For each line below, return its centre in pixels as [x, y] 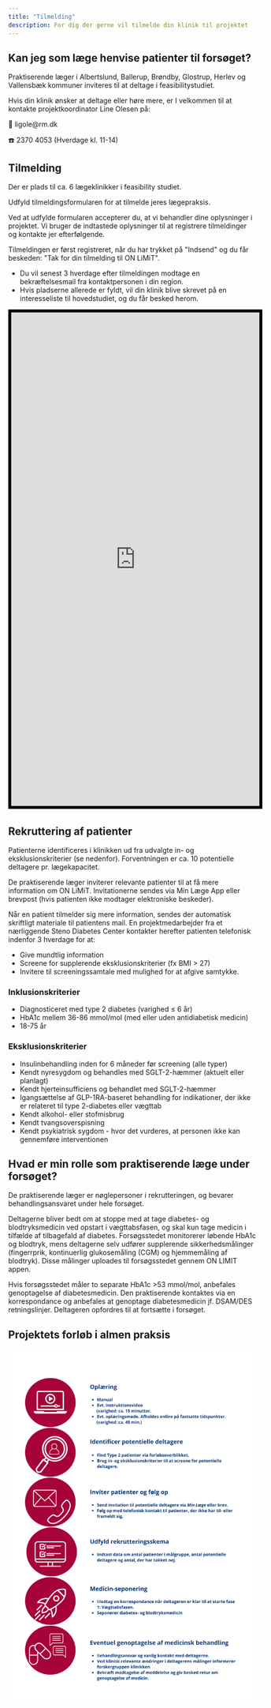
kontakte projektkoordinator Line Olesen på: [80, 109]
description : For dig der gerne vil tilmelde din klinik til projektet [128, 25]
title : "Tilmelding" [42, 17]
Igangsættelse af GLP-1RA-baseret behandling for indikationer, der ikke [135, 1097]
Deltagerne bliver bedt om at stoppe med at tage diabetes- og [109, 1219]
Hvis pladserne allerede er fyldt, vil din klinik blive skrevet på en [123, 290]
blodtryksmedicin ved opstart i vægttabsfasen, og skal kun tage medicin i [127, 1227]
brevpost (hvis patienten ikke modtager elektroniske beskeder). [111, 899]
